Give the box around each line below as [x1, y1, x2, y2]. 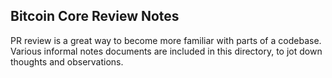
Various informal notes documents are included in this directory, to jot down [10, 45, 323, 57]
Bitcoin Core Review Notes [10, 8, 180, 25]
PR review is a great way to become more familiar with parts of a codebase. [10, 34, 322, 46]
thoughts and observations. [10, 55, 124, 68]
